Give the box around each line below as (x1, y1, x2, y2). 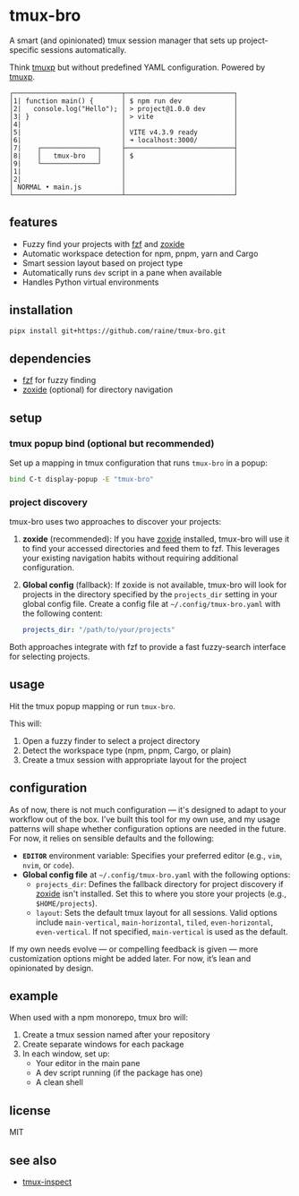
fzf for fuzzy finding (21, 375, 97, 386)
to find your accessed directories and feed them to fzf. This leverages (21, 543, 280, 554)
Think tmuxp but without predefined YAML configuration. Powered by (9, 62, 266, 73)
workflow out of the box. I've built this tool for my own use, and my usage (9, 814, 280, 824)
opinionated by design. (9, 962, 94, 973)
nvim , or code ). (21, 859, 74, 870)
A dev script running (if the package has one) (35, 1067, 203, 1079)
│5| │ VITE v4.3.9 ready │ (9, 127, 239, 137)
